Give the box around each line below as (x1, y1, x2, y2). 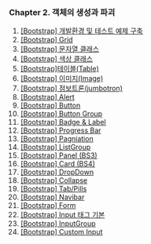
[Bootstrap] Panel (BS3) (20, 151, 98, 160)
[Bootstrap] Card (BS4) (20, 159, 95, 169)
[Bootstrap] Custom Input (20, 228, 103, 237)
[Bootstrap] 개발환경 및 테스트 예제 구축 (20, 26, 144, 36)
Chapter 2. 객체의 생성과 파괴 (9, 6, 116, 17)
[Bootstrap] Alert (20, 93, 75, 102)
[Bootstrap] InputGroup (20, 219, 97, 228)
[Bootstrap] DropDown (20, 167, 94, 177)
